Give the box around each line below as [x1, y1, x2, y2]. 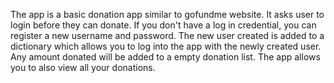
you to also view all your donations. [10, 62, 156, 73]
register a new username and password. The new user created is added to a [10, 30, 325, 41]
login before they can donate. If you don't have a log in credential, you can [10, 19, 317, 31]
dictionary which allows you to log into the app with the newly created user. [10, 40, 322, 52]
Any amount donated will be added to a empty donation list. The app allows [10, 51, 321, 63]
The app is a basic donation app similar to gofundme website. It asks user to [10, 9, 325, 20]
